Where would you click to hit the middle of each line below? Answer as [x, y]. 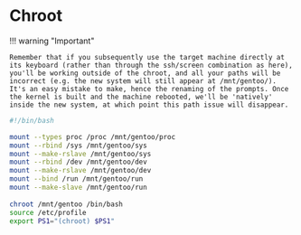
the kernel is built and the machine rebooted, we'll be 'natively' [141, 97]
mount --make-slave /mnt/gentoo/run [78, 188]
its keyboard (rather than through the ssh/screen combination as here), [151, 65]
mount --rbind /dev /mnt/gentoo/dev [78, 162]
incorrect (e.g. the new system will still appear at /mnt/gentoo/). [143, 81]
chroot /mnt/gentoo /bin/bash [66, 204]
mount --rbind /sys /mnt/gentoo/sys [78, 146]
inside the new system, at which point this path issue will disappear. [149, 105]
